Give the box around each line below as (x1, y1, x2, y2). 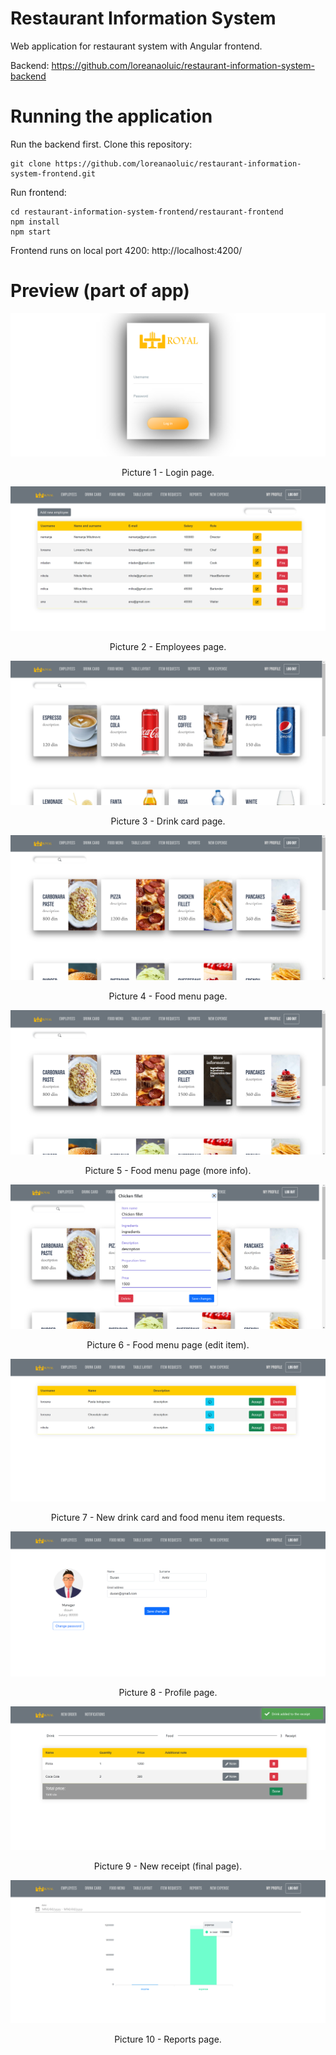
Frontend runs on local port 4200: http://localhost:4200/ (10, 244, 243, 256)
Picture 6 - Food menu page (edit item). (86, 1339, 250, 1351)
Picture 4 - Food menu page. (108, 990, 228, 1002)
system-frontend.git (10, 168, 97, 179)
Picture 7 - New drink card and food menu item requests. (50, 1512, 286, 1524)
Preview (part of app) (10, 280, 190, 302)
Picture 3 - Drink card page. (110, 815, 226, 827)
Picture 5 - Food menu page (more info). (84, 1165, 252, 1177)
